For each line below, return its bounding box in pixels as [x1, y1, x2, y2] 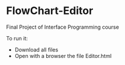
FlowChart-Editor [6, 4, 94, 18]
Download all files [14, 46, 59, 53]
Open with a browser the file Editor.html [14, 52, 112, 59]
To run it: [6, 35, 28, 42]
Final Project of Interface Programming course [6, 23, 120, 30]
